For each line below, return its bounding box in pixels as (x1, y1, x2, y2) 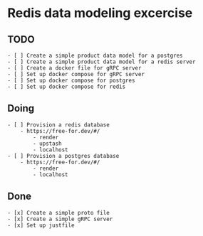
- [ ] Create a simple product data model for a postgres (7, 52, 183, 59)
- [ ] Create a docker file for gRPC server (7, 65, 142, 72)
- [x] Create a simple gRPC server (7, 215, 113, 222)
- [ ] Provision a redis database (7, 121, 110, 129)
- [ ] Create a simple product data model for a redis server (7, 58, 196, 65)
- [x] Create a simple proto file (7, 209, 110, 216)
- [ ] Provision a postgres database (7, 152, 120, 159)
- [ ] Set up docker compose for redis (7, 83, 126, 90)
